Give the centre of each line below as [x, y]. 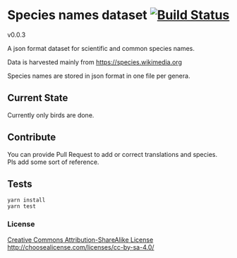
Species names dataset [78, 15]
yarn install [26, 200]
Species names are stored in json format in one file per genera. [99, 76]
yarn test [22, 206]
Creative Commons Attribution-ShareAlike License [80, 240]
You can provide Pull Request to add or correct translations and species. [112, 154]
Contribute [32, 137]
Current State [38, 98]
